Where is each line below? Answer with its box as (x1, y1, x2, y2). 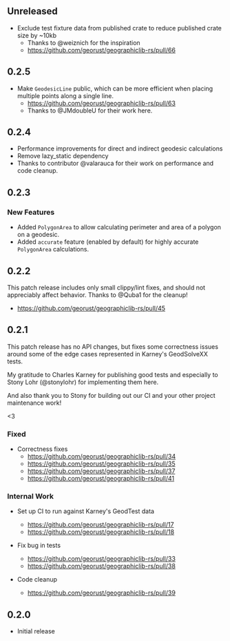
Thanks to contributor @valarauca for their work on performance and (17, 159, 214, 168)
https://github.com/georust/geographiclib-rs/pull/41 (27, 475, 174, 483)
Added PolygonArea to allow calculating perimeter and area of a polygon (17, 223, 222, 231)
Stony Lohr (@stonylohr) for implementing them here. (7, 378, 159, 386)
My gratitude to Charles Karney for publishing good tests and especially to (7, 370, 218, 379)
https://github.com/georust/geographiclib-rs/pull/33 (27, 555, 176, 563)
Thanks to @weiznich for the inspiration (27, 38, 140, 47)
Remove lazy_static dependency (17, 152, 109, 160)
